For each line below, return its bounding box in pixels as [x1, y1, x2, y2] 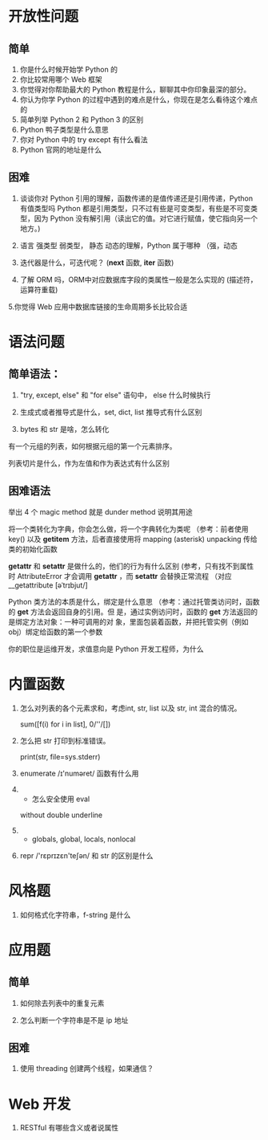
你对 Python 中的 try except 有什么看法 [19, 135, 148, 145]
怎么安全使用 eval [31, 794, 90, 804]
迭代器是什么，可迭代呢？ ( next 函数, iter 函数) [19, 258, 174, 267]
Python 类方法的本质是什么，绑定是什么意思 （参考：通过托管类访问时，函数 [8, 596, 260, 606]
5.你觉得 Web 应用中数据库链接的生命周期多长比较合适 [8, 302, 188, 311]
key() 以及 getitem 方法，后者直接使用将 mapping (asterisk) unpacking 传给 [8, 534, 258, 544]
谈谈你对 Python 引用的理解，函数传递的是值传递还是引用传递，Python [19, 193, 254, 203]
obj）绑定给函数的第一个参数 [8, 627, 103, 637]
